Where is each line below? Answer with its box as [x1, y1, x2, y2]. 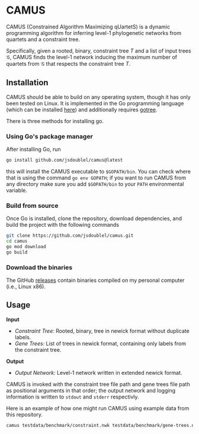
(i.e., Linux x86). [6, 283, 46, 290]
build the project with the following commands [6, 221, 120, 229]
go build [6, 249, 28, 255]
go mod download [6, 243, 46, 249]
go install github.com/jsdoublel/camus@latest [6, 157, 123, 163]
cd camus [6, 238, 28, 245]
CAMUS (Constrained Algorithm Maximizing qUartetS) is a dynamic [6, 23, 171, 30]
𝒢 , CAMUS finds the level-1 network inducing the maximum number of [6, 53, 178, 60]
